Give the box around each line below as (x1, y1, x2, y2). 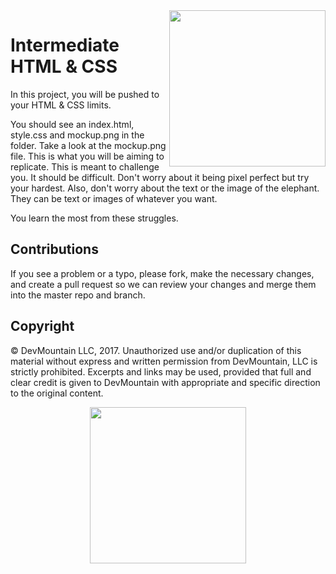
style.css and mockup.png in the (10, 129, 145, 141)
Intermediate (10, 34, 120, 57)
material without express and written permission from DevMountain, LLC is (10, 355, 318, 367)
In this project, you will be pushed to (10, 88, 160, 100)
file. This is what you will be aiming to (10, 150, 165, 162)
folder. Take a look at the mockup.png (10, 139, 167, 151)
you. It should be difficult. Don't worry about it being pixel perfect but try (10, 171, 310, 183)
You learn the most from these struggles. (10, 212, 179, 224)
